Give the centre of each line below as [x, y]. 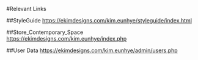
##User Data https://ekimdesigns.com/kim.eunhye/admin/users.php [92, 50]
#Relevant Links [27, 9]
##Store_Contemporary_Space [45, 32]
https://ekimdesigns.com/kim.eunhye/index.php [67, 38]
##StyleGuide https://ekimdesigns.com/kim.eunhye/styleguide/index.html [99, 20]
